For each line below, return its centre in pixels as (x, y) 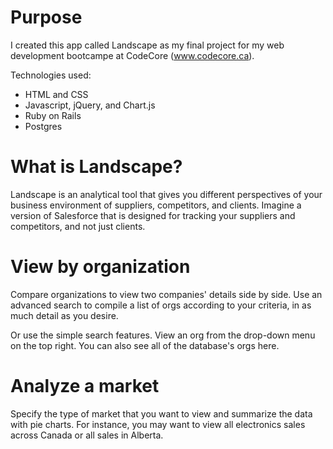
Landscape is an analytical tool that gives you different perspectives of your (166, 194)
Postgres (43, 126)
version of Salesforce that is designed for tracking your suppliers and (153, 215)
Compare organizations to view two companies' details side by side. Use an (166, 294)
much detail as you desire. (64, 315)
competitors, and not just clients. (78, 226)
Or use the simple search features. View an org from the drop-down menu (163, 335)
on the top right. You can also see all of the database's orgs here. (145, 345)
